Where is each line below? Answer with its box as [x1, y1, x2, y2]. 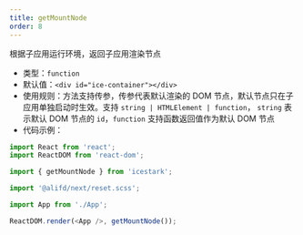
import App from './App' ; [9, 200, 107, 209]
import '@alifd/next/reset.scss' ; [9, 184, 141, 193]
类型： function [22, 67, 80, 78]
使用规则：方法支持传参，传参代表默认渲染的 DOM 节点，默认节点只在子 [22, 90, 294, 101]
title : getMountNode [9, 13, 88, 23]
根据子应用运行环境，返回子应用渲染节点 [9, 47, 161, 59]
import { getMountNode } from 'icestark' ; [9, 168, 173, 177]
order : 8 [9, 22, 43, 31]
